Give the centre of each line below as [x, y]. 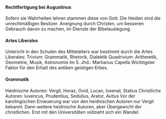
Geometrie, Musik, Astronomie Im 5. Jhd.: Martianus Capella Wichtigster [80, 63]
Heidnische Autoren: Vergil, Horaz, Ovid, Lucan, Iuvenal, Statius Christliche [83, 90]
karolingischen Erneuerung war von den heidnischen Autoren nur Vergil [79, 101]
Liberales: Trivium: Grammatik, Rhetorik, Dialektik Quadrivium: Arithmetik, [81, 57]
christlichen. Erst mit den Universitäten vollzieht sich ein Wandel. [72, 112]
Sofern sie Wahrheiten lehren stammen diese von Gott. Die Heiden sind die [83, 18]
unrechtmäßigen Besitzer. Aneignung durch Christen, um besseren [75, 24]
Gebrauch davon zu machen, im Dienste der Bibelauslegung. [68, 29]
